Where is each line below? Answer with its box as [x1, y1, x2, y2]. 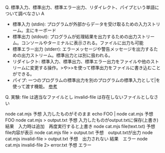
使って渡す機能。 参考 [12, 84, 58, 89]
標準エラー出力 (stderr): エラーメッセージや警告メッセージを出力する [12, 46, 154, 52]
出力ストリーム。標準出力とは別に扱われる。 [21, 52, 113, 58]
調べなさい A [18, 10, 45, 16]
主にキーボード [25, 27, 56, 33]
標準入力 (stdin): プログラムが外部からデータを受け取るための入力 [12, 21, 148, 27]
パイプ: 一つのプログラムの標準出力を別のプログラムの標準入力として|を [12, 77, 161, 83]
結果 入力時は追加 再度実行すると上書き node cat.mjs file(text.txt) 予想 [5, 124, 156, 129]
